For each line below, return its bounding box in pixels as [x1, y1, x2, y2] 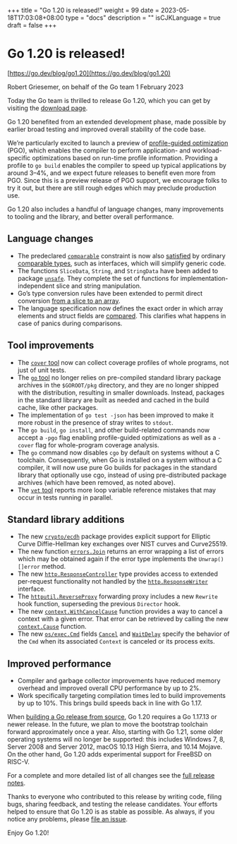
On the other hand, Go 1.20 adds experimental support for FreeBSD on [7, 750, 212, 759]
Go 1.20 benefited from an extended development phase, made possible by [7, 117, 226, 126]
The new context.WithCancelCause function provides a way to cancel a [17, 607, 223, 616]
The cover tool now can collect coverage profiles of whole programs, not [17, 358, 229, 366]
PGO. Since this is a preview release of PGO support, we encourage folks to [7, 176, 228, 184]
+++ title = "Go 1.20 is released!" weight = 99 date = [7, 6, 160, 14]
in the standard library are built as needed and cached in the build [17, 395, 209, 404]
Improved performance [7, 658, 111, 670]
